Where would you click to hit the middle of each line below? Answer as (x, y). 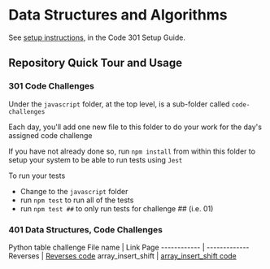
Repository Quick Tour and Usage (96, 63)
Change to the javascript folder (74, 191)
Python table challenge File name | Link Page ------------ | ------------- (129, 247)
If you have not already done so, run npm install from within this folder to (132, 151)
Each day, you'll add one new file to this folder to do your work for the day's (135, 127)
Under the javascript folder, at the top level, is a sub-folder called (119, 104)
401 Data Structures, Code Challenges (86, 229)
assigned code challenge (50, 135)
